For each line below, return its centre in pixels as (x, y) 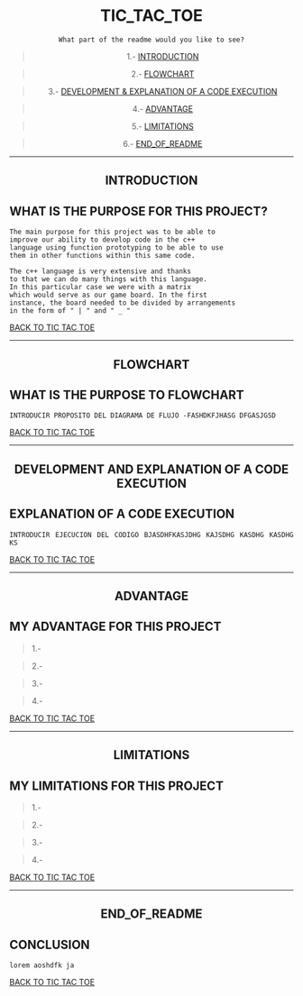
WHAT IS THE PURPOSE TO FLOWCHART (127, 394)
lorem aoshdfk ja (42, 965)
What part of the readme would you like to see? (151, 40)
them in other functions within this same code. (102, 256)
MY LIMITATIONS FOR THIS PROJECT (116, 786)
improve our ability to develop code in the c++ (102, 240)
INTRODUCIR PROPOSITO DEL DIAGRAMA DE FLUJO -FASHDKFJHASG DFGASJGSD (143, 416)
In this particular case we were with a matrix (101, 288)
